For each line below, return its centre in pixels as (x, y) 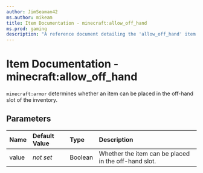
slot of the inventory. (32, 100)
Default (43, 136)
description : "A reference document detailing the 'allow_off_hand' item (101, 34)
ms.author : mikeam (29, 17)
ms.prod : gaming (27, 29)
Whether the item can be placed (144, 153)
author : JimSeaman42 (32, 12)
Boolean (81, 157)
